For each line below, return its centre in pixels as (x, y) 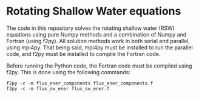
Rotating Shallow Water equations (94, 11)
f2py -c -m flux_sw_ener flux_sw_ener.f (58, 89)
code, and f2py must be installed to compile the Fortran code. (83, 54)
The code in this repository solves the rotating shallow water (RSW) (90, 28)
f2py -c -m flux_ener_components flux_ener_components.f (80, 83)
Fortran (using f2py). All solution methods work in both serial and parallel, (98, 41)
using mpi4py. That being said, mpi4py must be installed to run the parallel (99, 47)
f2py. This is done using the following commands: (68, 72)
